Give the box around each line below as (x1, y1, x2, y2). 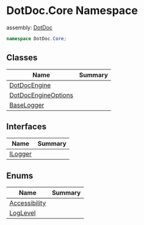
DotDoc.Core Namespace (6, 4, 139, 18)
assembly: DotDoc (6, 24, 53, 31)
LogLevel (9, 209, 36, 217)
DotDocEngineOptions (9, 91, 73, 99)
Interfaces (6, 121, 47, 132)
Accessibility (9, 199, 46, 207)
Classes (6, 52, 38, 63)
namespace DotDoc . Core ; (6, 35, 67, 41)
